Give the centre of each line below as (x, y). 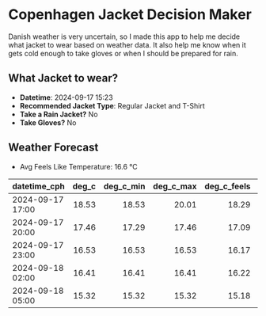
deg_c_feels (228, 186)
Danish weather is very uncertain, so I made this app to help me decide (124, 36)
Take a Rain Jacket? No (59, 114)
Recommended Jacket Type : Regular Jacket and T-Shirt (112, 105)
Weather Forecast (53, 148)
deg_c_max (175, 186)
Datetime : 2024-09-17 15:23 (66, 97)
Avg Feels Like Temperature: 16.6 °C (79, 166)
